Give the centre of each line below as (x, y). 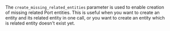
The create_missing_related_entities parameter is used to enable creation (85, 7)
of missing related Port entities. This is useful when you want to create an (82, 12)
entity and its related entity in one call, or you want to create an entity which (85, 18)
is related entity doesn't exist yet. (40, 23)
